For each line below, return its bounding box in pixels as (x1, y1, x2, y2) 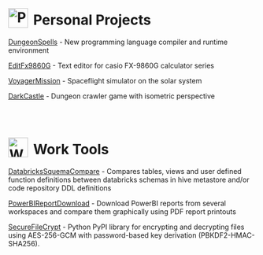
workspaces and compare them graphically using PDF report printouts (8, 206, 236, 216)
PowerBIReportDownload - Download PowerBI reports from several (8, 198, 227, 208)
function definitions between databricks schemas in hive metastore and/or (8, 175, 250, 184)
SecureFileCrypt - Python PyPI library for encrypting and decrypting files (8, 222, 245, 231)
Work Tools (32, 141, 109, 158)
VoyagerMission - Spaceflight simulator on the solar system (8, 76, 202, 85)
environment (8, 45, 50, 55)
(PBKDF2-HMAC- (198, 230, 256, 240)
